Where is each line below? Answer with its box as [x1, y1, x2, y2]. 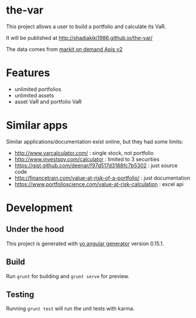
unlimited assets [14, 92, 54, 99]
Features [6, 66, 50, 80]
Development [6, 201, 73, 214]
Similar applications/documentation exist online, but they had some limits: [6, 138, 184, 145]
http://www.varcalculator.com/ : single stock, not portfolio [14, 149, 154, 156]
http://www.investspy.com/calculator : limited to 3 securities [14, 155, 160, 163]
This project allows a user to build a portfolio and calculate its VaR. [6, 23, 167, 30]
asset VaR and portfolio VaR [14, 98, 82, 105]
